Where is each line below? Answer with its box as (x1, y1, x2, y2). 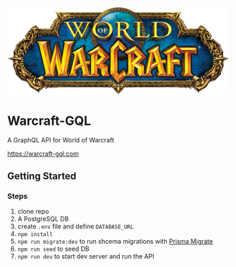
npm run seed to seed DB (17, 244, 89, 253)
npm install (17, 230, 53, 238)
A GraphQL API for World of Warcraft (7, 136, 115, 144)
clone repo (17, 207, 49, 216)
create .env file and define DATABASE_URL (17, 222, 134, 230)
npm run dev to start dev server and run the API (17, 252, 155, 260)
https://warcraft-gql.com (7, 149, 79, 158)
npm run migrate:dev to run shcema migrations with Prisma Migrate (17, 237, 213, 245)
